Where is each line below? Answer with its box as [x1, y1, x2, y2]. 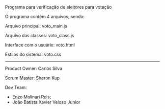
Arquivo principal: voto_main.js [5, 23, 68, 29]
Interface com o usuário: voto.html [5, 42, 75, 48]
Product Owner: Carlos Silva [5, 65, 62, 71]
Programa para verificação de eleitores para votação [5, 4, 112, 10]
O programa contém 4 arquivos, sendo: [5, 14, 85, 19]
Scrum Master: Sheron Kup [5, 75, 60, 81]
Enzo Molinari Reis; [12, 94, 52, 100]
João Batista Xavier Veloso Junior [12, 99, 81, 105]
